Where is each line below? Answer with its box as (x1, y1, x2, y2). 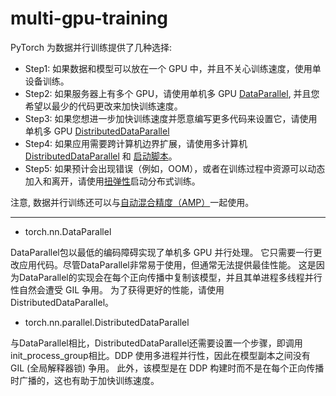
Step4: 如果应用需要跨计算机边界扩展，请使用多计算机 (24, 137, 248, 149)
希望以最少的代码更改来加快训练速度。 (24, 100, 183, 112)
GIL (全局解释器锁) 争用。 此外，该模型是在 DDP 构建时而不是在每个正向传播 (10, 362, 325, 374)
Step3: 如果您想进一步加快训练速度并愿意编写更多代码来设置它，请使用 (24, 112, 318, 124)
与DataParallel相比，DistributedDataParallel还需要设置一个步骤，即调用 (10, 337, 303, 349)
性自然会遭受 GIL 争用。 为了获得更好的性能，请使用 (10, 283, 225, 296)
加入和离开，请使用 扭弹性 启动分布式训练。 (24, 175, 201, 187)
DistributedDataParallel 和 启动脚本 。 (24, 150, 178, 162)
